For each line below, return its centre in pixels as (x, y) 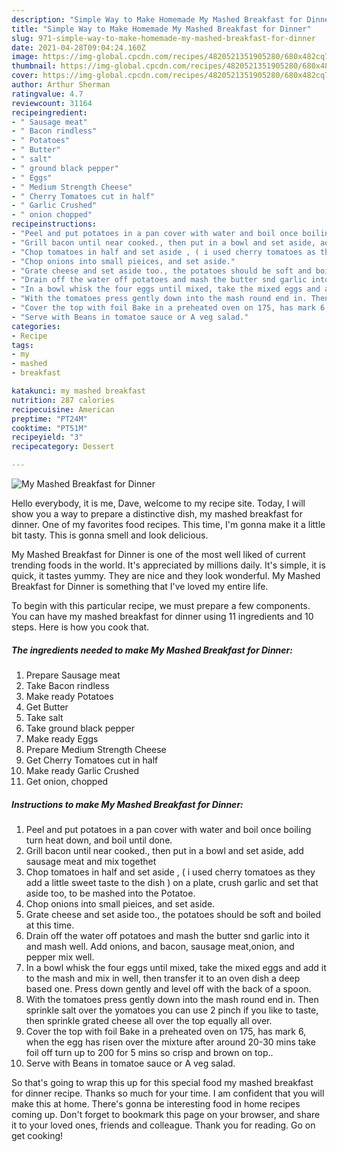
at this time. (50, 925)
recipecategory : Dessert (63, 447)
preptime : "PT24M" (49, 419)
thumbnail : (34, 66)
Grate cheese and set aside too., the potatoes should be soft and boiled (173, 914)
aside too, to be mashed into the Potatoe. (110, 893)
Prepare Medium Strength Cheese (96, 749)
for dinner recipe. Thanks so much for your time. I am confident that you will (168, 1093)
